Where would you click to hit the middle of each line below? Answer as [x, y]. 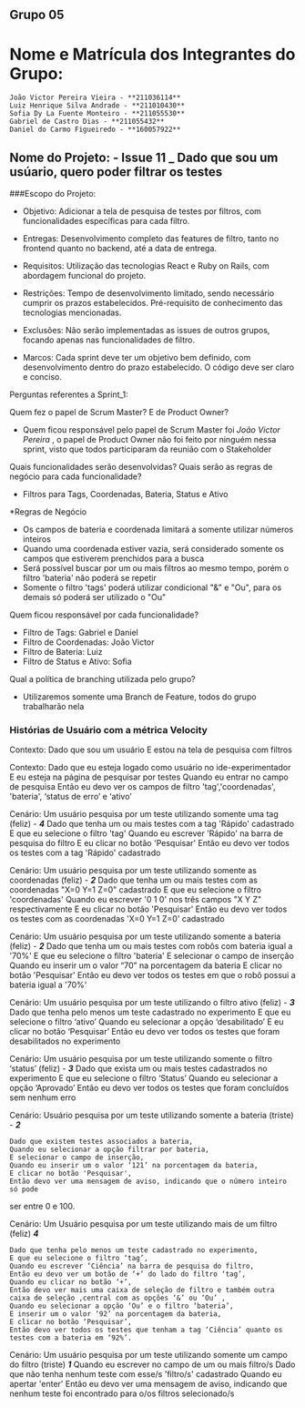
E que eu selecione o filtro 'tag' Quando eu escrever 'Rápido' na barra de [147, 833]
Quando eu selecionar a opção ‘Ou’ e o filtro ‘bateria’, [122, 1306]
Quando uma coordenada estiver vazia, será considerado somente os [153, 549]
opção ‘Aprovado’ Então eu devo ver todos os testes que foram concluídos [149, 1088]
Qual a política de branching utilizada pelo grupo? [102, 679]
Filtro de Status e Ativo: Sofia [77, 662]
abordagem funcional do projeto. [84, 276]
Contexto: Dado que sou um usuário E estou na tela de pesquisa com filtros [151, 750]
